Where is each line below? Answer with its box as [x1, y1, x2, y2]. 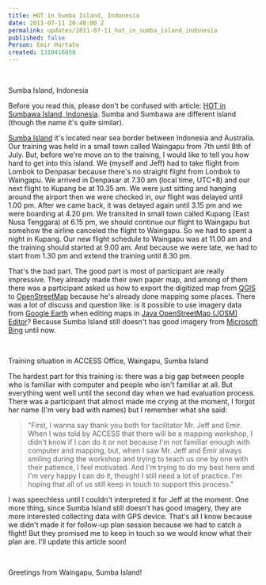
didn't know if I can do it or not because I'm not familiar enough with [27, 438, 251, 446]
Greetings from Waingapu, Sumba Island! [8, 568, 142, 577]
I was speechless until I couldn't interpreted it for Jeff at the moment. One [8, 495, 249, 504]
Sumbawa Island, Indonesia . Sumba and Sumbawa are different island [8, 109, 237, 119]
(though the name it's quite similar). [8, 118, 124, 127]
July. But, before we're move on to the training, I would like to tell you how [8, 150, 249, 159]
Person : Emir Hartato [8, 41, 80, 49]
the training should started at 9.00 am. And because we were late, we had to [8, 243, 257, 252]
